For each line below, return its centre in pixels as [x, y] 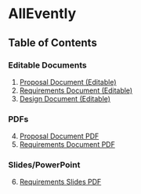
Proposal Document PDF [59, 136]
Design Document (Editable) [65, 98]
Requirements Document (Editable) [76, 90]
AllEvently [42, 14]
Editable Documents [48, 65]
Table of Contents [53, 43]
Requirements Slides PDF [60, 182]
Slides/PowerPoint [44, 165]
